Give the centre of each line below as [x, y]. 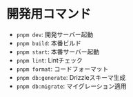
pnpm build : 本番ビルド [49, 43]
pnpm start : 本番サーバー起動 [58, 52]
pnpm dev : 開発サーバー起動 [55, 34]
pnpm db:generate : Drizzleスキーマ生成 [71, 77]
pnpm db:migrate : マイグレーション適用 [71, 86]
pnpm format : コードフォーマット [62, 69]
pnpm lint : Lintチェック [50, 60]
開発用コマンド [49, 14]
